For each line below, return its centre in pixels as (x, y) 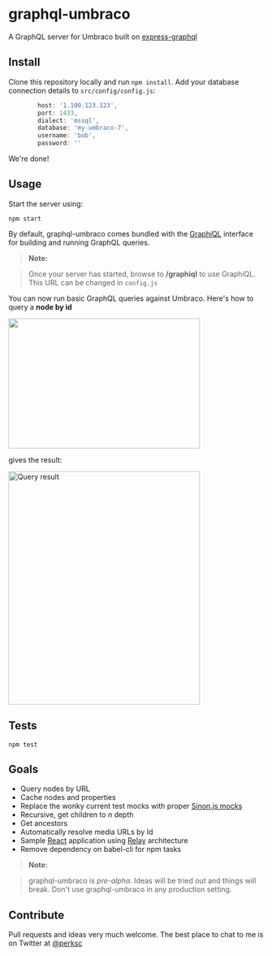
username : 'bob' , (67, 136)
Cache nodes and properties (68, 797)
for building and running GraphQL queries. (79, 242)
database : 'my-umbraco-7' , (83, 128)
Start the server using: (46, 203)
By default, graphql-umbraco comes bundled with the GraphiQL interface (131, 233)
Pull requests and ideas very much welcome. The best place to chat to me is (136, 935)
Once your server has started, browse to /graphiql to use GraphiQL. (142, 274)
